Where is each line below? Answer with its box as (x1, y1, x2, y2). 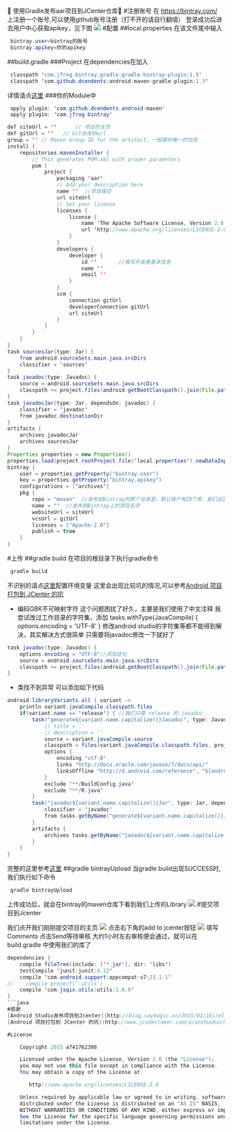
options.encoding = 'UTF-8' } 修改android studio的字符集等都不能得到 (17, 621, 216, 630)
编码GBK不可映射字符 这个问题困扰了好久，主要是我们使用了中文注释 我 (17, 604, 221, 613)
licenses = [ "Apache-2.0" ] (32, 521, 110, 529)
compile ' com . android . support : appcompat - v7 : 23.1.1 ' (19, 973, 171, 981)
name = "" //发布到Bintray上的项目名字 (32, 502, 140, 509)
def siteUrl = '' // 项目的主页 (7, 124, 110, 130)
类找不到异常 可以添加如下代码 (17, 683, 104, 692)
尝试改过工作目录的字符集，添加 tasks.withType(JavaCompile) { (17, 613, 198, 621)
